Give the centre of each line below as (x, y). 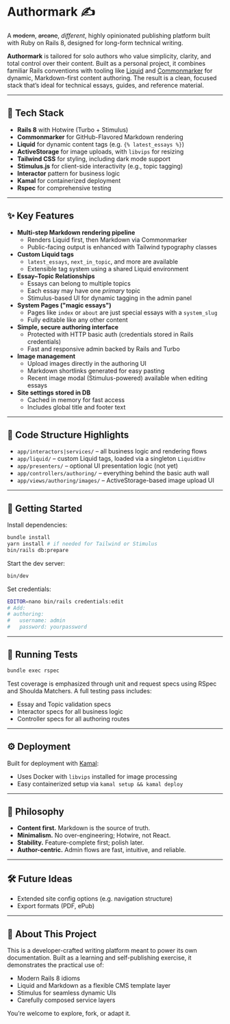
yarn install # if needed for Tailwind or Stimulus (82, 544)
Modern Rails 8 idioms (49, 978)
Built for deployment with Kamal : (53, 763)
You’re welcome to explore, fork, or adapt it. (69, 1013)
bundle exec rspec (33, 671)
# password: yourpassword (47, 627)
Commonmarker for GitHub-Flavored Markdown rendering (100, 137)
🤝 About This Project (52, 934)
